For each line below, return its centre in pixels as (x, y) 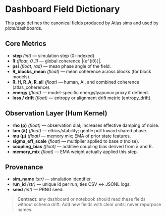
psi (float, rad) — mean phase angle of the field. (61, 66)
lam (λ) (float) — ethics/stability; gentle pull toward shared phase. (80, 130)
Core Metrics (26, 44)
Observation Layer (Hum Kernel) (56, 113)
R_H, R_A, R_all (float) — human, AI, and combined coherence (76, 82)
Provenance (24, 167)
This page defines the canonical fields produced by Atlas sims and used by (82, 23)
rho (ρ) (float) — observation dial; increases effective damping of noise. (86, 125)
